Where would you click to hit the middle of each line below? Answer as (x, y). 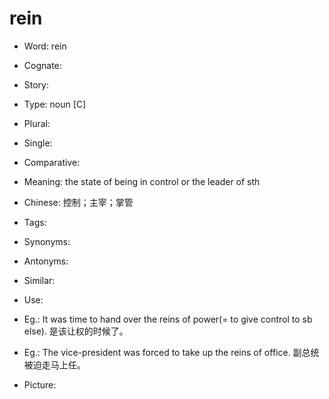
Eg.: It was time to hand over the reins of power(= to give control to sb (168, 319)
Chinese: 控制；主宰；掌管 (78, 202)
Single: (38, 143)
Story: (36, 84)
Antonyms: (46, 261)
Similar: (39, 280)
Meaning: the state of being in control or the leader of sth (142, 181)
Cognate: (42, 65)
